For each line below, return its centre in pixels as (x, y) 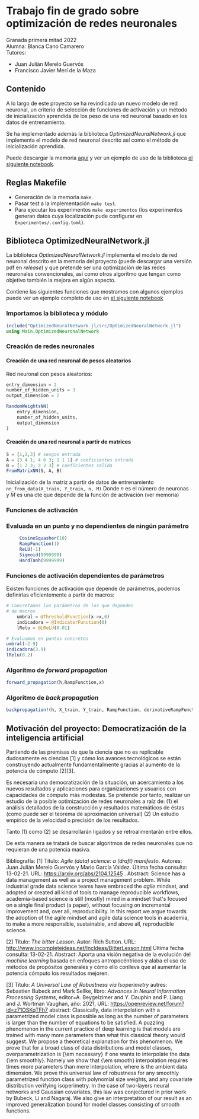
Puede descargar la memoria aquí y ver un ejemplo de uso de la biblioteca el (99, 158)
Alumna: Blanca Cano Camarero (45, 46)
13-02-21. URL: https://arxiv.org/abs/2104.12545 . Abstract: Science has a (96, 873)
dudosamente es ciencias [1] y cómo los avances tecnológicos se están (94, 758)
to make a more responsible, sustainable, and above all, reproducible (90, 924)
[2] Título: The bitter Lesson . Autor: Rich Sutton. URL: (71, 942)
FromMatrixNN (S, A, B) (34, 471)
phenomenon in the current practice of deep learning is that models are (93, 1029)
